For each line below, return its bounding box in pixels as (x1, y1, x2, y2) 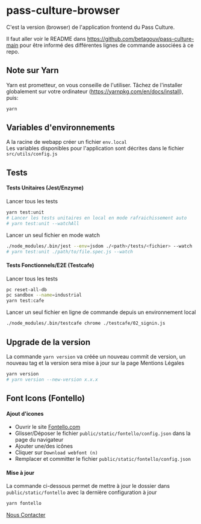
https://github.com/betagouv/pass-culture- (87, 35, 194, 42)
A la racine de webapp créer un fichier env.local (6, 138, 128, 146)
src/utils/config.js (6, 151, 58, 157)
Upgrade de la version (6, 337, 91, 347)
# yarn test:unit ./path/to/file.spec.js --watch (6, 248, 134, 254)
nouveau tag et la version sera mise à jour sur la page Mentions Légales (6, 359, 185, 366)
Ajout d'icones (6, 410, 44, 417)
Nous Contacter (6, 511, 46, 519)
